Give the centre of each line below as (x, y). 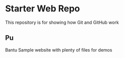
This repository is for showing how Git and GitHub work (62, 22)
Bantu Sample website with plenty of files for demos (59, 50)
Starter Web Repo (43, 9)
